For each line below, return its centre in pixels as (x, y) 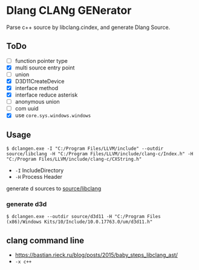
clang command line (45, 240)
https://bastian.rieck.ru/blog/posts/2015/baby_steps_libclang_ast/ (96, 255)
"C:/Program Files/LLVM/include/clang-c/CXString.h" (74, 159)
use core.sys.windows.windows (53, 115)
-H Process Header (38, 177)
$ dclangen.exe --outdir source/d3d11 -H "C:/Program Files (84, 217)
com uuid (27, 109)
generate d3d (27, 204)
